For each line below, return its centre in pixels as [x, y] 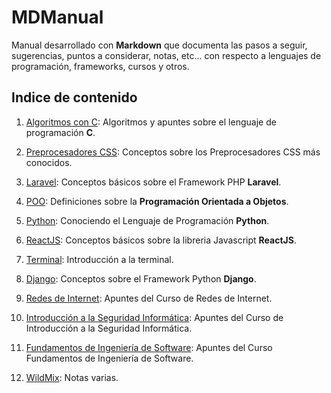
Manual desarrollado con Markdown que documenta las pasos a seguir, [159, 45]
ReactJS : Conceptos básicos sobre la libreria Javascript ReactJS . [161, 240]
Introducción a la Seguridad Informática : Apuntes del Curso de [154, 317]
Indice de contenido [74, 97]
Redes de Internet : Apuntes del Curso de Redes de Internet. [149, 298]
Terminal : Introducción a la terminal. [99, 259]
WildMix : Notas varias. [72, 377]
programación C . [60, 132]
